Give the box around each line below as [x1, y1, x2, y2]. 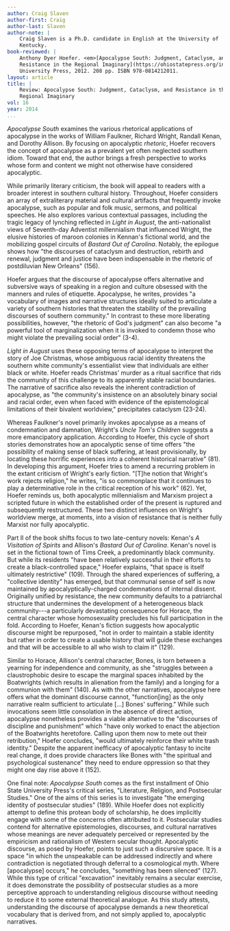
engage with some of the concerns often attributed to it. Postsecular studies [7, 815, 222, 823]
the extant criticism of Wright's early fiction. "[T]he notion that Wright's [7, 469, 208, 478]
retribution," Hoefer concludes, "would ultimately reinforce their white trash [7, 736, 219, 744]
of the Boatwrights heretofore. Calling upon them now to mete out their [7, 729, 207, 738]
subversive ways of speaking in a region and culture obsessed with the [7, 282, 207, 290]
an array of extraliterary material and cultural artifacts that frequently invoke [7, 196, 221, 204]
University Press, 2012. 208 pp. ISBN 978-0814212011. [19, 67, 179, 74]
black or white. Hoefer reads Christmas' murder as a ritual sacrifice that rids [7, 368, 221, 377]
